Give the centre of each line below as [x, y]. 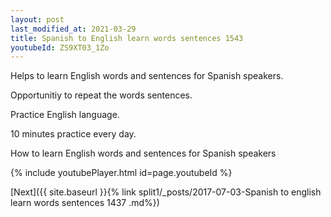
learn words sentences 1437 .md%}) [85, 203]
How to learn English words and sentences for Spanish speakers [143, 153]
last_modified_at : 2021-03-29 [73, 29]
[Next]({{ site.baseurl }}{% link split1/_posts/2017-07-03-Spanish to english [166, 192]
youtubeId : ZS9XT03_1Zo [60, 47]
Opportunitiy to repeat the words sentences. [101, 95]
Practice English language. [65, 115]
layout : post [37, 19]
